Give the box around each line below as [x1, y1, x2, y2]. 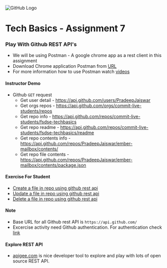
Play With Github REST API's [5, 41, 77, 48]
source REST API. [12, 258, 50, 264]
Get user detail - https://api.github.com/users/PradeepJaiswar [20, 97, 151, 103]
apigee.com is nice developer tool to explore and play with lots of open [12, 253, 161, 259]
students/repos [20, 108, 52, 114]
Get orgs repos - [20, 102, 55, 109]
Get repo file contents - [20, 151, 70, 157]
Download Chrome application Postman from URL [12, 63, 117, 69]
